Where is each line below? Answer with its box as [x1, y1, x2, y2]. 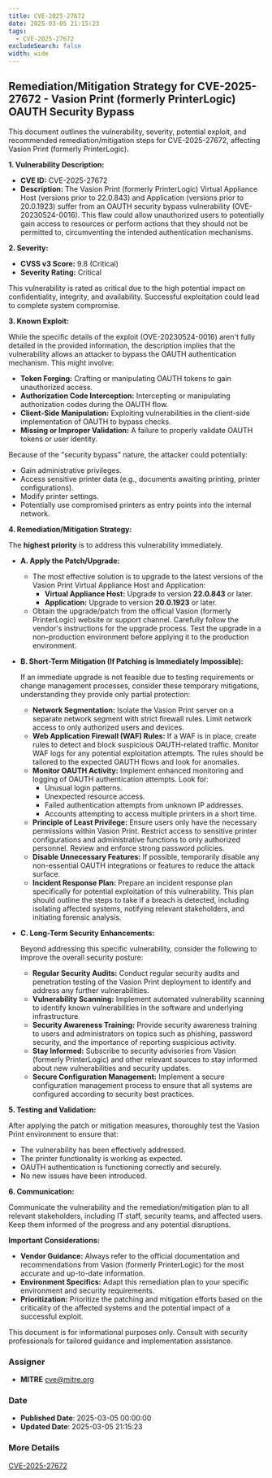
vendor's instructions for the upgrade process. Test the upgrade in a [32, 623, 261, 633]
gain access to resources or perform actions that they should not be [19, 219, 248, 228]
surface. [32, 869, 61, 878]
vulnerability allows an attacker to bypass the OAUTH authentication [8, 349, 237, 358]
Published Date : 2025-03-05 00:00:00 [19, 1413, 152, 1423]
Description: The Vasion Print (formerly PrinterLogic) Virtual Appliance [19, 184, 258, 193]
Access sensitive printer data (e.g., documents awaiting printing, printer [19, 474, 261, 483]
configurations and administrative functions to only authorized [32, 834, 241, 844]
